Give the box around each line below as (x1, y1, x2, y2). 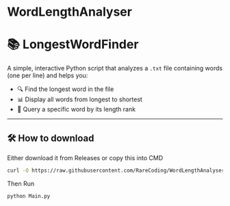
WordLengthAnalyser (7, 4, 132, 20)
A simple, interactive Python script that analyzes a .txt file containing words (7, 64, 223, 73)
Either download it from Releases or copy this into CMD (7, 153, 163, 162)
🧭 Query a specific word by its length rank (16, 105, 136, 114)
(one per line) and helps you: (7, 71, 88, 79)
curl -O (7, 167, 29, 174)
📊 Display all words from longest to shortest (16, 95, 142, 103)
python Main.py (7, 192, 51, 199)
